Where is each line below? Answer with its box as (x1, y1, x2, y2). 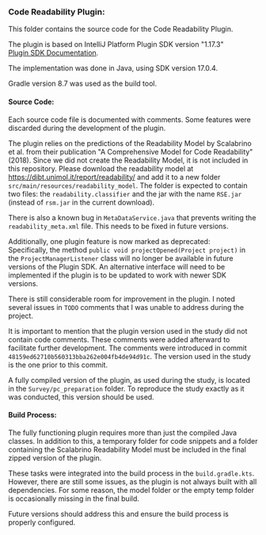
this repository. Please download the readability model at (8, 163, 194, 173)
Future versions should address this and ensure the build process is (8, 509, 230, 518)
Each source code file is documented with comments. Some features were (8, 114, 252, 124)
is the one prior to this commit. (8, 360, 108, 369)
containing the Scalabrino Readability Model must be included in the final (8, 445, 247, 454)
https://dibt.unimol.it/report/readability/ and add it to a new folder (8, 172, 221, 182)
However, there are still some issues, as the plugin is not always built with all (8, 476, 257, 486)
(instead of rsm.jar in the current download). (8, 197, 155, 207)
